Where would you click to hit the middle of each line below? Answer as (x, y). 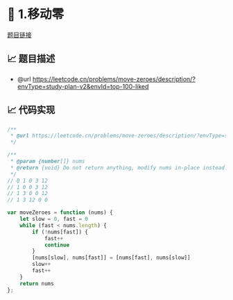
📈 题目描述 (31, 59)
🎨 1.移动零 (36, 14)
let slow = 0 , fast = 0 (54, 219)
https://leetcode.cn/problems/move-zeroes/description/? (114, 79)
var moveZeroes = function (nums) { (60, 212)
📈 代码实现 (31, 110)
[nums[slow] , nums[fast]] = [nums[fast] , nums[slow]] (111, 258)
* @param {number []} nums (48, 161)
